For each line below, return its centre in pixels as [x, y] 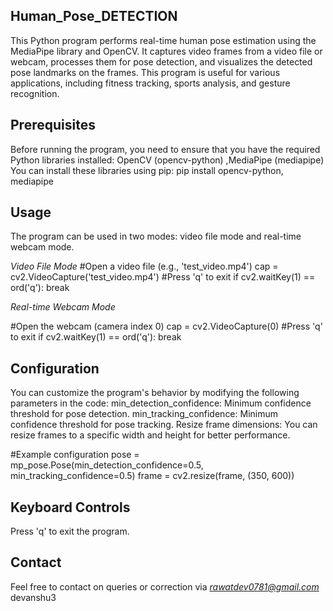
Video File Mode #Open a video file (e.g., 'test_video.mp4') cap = [144, 266]
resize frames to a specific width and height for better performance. [150, 435]
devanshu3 [33, 597]
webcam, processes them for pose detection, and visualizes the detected [161, 61]
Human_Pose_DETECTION [94, 16]
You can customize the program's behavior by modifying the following [155, 393]
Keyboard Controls [70, 507]
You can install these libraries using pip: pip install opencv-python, [147, 170]
